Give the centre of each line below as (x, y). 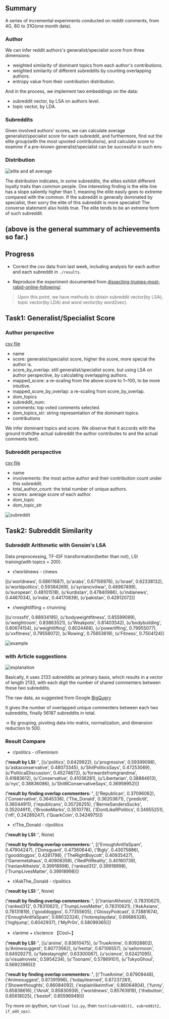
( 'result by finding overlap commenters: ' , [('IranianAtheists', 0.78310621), (83, 901)
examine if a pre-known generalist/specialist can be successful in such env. (84, 147)
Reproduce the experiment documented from (60, 281)
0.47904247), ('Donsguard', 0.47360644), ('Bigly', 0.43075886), (72, 850)
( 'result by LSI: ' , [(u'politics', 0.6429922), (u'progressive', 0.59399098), (81, 762)
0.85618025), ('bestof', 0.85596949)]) (45, 996)
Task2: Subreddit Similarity (49, 531)
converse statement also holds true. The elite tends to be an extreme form (82, 208)
